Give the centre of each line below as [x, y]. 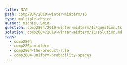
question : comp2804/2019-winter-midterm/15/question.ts [63, 28]
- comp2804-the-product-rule [39, 50]
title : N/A [16, 10]
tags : [11, 37]
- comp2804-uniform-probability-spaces [50, 55]
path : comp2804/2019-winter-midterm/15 [46, 14]
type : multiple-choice [28, 19]
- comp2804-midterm [30, 46]
